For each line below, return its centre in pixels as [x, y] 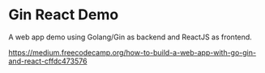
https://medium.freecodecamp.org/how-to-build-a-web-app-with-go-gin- [132, 52]
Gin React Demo [64, 15]
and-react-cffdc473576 [48, 61]
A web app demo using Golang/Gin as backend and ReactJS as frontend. [130, 37]
